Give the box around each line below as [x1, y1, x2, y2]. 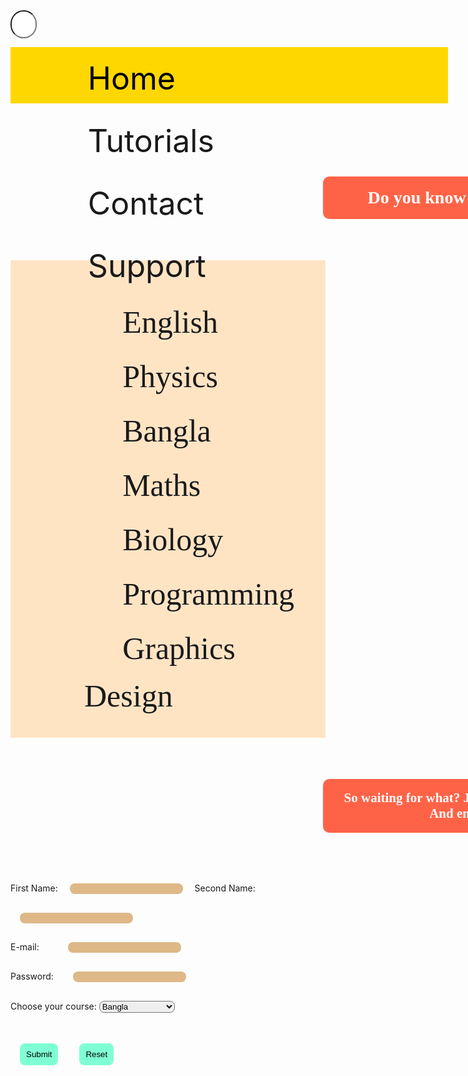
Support [87, 247, 207, 285]
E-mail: [10, 941, 40, 953]
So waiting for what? [343, 790, 461, 806]
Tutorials [87, 122, 215, 160]
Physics [122, 359, 218, 394]
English [122, 304, 218, 340]
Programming [122, 576, 295, 612]
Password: [10, 970, 54, 982]
